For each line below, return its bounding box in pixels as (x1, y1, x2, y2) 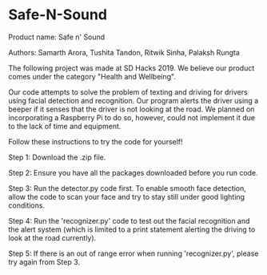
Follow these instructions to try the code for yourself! (8, 136, 183, 146)
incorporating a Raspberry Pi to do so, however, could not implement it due (8, 112, 256, 122)
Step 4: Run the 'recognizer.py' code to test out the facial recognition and (8, 216, 250, 225)
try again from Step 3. (8, 257, 81, 266)
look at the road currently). (8, 233, 97, 242)
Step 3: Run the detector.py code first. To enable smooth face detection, (8, 183, 246, 193)
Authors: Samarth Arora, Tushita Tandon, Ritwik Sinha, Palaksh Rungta (8, 47, 240, 57)
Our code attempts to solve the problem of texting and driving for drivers (8, 87, 248, 97)
